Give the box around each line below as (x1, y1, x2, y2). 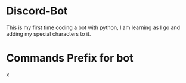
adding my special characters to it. (6, 30, 91, 37)
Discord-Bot (6, 4, 68, 18)
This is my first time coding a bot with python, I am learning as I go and (6, 24, 181, 31)
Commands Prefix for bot (6, 51, 134, 65)
